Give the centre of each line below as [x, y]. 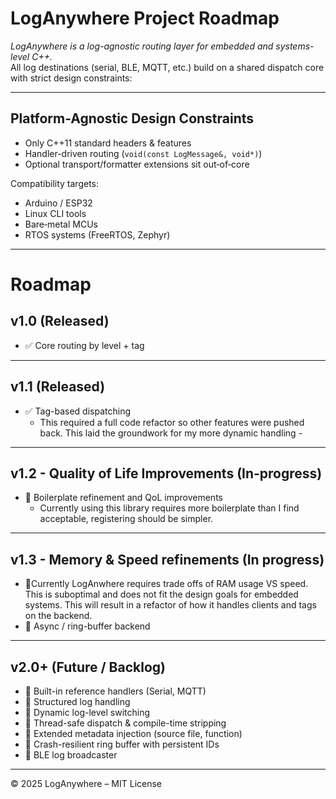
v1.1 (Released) [58, 387]
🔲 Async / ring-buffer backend [87, 626]
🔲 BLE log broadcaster [71, 755]
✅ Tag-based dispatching [77, 411]
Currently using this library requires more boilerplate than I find [169, 508]
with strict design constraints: [71, 78]
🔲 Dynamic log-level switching [87, 712]
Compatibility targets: [54, 183]
